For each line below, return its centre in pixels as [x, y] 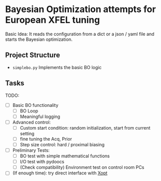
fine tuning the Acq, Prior [46, 139]
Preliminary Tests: [31, 150]
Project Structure [33, 55]
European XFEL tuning [53, 20]
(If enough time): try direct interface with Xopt [60, 173]
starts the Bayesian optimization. [39, 39]
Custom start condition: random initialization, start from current [85, 128]
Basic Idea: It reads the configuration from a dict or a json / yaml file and [80, 34]
